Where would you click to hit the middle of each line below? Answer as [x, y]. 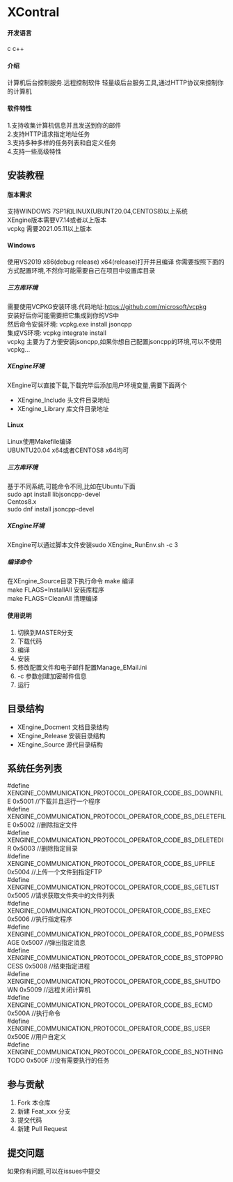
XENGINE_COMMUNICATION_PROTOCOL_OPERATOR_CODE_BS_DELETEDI [115, 840]
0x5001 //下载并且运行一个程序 [57, 801]
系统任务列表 [35, 769]
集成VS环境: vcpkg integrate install [57, 333]
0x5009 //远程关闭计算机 [55, 990]
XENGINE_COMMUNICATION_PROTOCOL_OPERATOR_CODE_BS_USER [109, 1028]
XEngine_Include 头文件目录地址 [63, 400]
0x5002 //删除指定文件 [45, 825]
